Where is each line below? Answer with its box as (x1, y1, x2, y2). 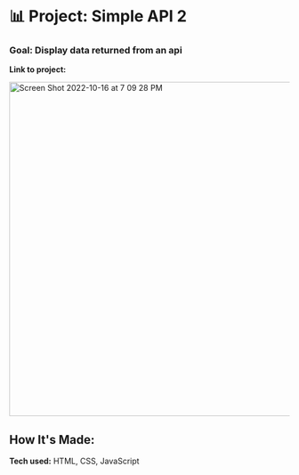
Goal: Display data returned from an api (9, 45, 182, 57)
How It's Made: (9, 432, 95, 447)
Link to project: (9, 64, 67, 75)
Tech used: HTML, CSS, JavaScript (9, 455, 140, 467)
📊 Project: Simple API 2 (9, 6, 187, 27)
